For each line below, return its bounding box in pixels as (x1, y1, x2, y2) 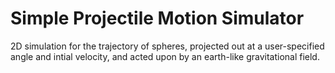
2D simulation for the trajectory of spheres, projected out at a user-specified (10, 40, 325, 52)
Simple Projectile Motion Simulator (10, 7, 305, 30)
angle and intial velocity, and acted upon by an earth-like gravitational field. (10, 50, 320, 62)
